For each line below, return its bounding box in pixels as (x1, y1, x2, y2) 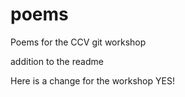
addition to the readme (10, 55, 104, 67)
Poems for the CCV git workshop (10, 36, 147, 48)
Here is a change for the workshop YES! (10, 74, 175, 87)
